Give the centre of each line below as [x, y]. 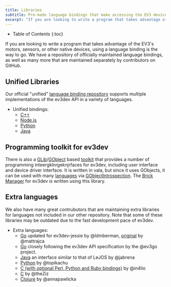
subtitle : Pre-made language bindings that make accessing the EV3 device [86, 15]
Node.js [28, 120]
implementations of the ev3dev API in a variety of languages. [69, 100]
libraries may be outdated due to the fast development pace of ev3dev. [80, 220]
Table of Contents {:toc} [38, 34]
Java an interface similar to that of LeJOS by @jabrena [77, 257]
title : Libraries [24, 10]
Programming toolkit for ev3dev [57, 147]
